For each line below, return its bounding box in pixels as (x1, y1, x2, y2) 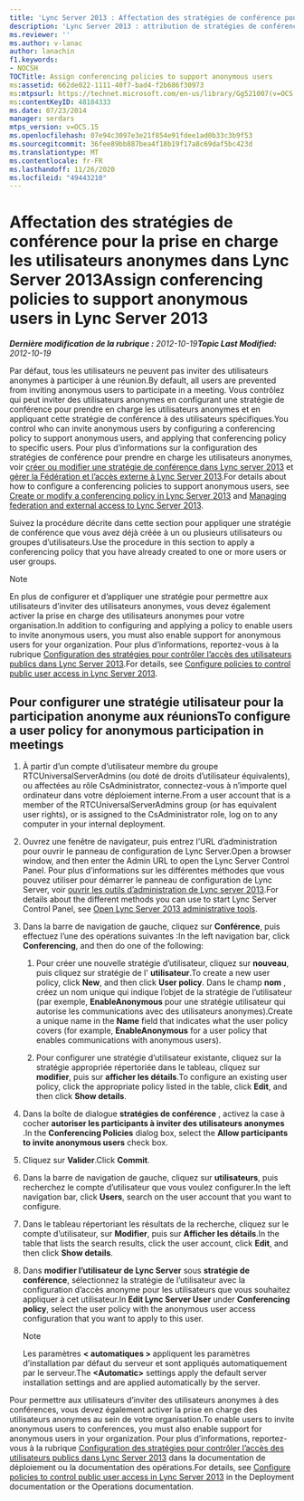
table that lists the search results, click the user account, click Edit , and (22, 1238, 289, 1248)
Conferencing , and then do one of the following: (22, 941, 204, 951)
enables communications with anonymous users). (35, 1035, 222, 1046)
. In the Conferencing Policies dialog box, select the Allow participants (22, 1128, 288, 1138)
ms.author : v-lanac (9, 38, 83, 48)
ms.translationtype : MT (9, 148, 100, 157)
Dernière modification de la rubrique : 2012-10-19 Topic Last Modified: (9, 339, 278, 349)
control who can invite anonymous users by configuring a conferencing (9, 423, 276, 435)
